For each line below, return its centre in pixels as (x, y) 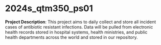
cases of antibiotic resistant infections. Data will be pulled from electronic (79, 27)
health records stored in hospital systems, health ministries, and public (76, 32)
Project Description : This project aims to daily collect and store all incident (80, 22)
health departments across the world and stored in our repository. (71, 37)
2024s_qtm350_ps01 (49, 8)
